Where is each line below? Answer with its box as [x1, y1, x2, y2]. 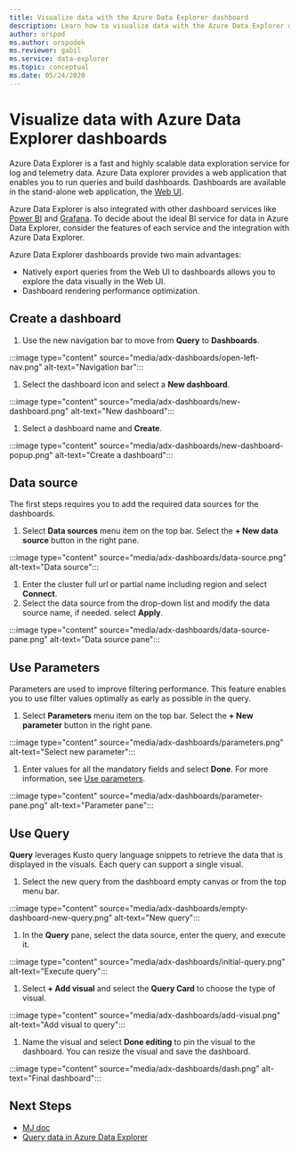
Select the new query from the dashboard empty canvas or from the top [21, 876, 287, 886]
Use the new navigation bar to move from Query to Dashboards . [21, 335, 260, 346]
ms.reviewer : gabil [9, 46, 82, 55]
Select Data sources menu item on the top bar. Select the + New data [21, 526, 279, 536]
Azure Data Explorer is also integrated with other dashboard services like [9, 203, 277, 214]
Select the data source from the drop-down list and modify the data [21, 598, 271, 608]
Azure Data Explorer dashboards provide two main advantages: [9, 249, 242, 259]
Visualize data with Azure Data [9, 109, 242, 129]
